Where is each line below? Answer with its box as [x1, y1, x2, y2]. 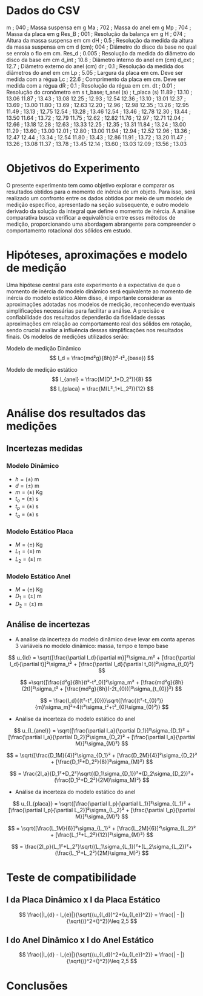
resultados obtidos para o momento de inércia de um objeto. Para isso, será [6, 188, 196, 195]
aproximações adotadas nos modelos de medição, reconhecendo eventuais [6, 301, 196, 308]
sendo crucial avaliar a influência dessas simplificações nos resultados [6, 326, 184, 333]
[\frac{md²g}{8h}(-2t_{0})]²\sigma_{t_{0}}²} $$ [64, 685, 182, 692]
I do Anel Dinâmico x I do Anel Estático [6, 935, 155, 946]
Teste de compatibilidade [6, 871, 136, 884]
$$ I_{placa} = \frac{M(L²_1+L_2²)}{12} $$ [49, 385, 155, 392]
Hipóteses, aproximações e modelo [6, 248, 188, 262]
